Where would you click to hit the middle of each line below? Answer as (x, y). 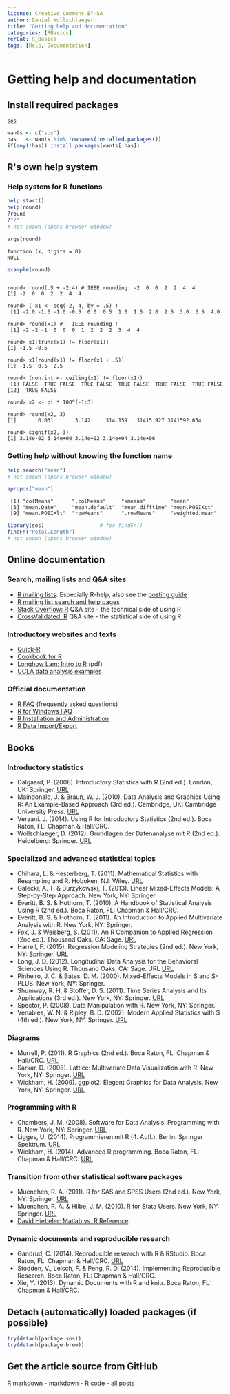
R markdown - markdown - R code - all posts (71, 1383)
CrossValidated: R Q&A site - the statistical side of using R (99, 616)
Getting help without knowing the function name (90, 456)
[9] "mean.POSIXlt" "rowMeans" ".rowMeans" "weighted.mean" (113, 514)
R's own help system (53, 167)
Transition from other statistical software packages (95, 1176)
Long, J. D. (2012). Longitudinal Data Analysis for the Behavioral (107, 961)
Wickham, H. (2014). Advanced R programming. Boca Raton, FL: (108, 1152)
